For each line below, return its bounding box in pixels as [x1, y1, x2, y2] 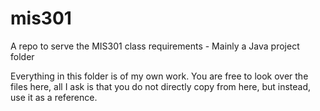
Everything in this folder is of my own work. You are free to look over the [10, 70, 309, 82]
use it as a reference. [10, 91, 98, 103]
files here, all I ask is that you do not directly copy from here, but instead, [10, 80, 312, 92]
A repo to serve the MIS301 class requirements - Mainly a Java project [10, 40, 300, 52]
